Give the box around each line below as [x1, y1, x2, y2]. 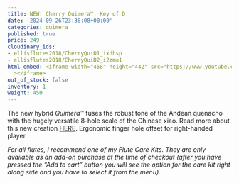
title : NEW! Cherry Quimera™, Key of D [7, 10, 126, 18]
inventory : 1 [7, 83, 46, 90]
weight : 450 [7, 89, 43, 96]
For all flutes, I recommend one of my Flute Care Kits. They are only [7, 145, 206, 154]
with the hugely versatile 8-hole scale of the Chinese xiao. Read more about [7, 116, 230, 125]
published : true [7, 30, 55, 38]
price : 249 [7, 37, 40, 44]
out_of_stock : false [7, 76, 69, 84]
